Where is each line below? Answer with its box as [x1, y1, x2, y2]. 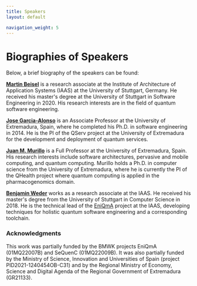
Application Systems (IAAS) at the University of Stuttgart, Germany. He [6, 87, 177, 94]
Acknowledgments [6, 230, 62, 238]
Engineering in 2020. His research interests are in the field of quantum [6, 99, 176, 106]
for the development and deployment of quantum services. [6, 136, 148, 143]
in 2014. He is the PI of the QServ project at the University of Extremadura [6, 130, 185, 137]
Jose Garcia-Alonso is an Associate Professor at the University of [6, 117, 166, 124]
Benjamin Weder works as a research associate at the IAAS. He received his [6, 190, 191, 197]
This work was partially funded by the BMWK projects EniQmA [6, 243, 157, 250]
